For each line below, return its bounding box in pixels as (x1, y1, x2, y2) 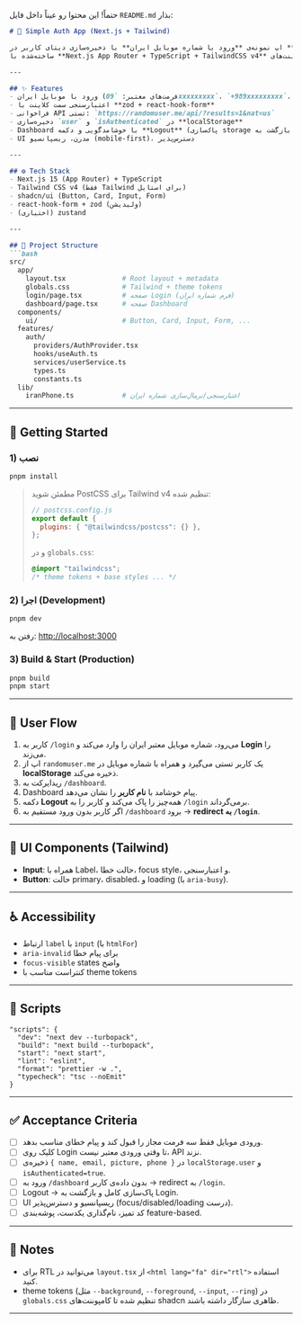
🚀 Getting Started (9, 425, 109, 440)
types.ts (32, 366, 67, 375)
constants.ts (32, 374, 83, 383)
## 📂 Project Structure (9, 240, 99, 250)
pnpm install (9, 471, 58, 481)
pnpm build (9, 674, 50, 683)
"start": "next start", (17, 1049, 106, 1058)
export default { (31, 514, 97, 523)
